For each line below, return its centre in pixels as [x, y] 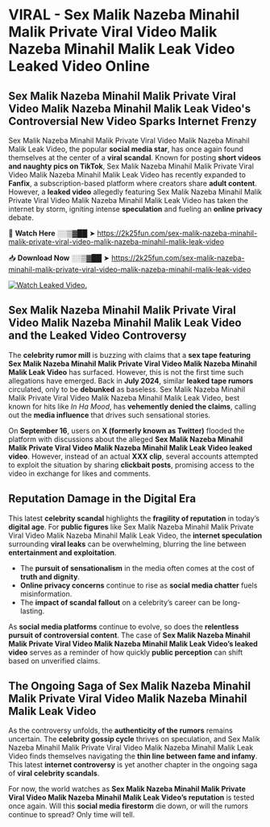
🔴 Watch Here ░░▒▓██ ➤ [52, 233]
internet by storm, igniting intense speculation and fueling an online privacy [135, 209]
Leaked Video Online [79, 66]
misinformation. [46, 593]
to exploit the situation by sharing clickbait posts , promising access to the [132, 464]
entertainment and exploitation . [62, 552]
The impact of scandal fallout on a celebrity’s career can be [120, 602]
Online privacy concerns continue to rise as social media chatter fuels [139, 585]
